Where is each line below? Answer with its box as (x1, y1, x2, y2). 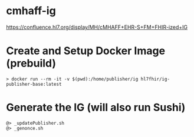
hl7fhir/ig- (140, 76, 170, 82)
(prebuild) (6, 57, 57, 70)
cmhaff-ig (6, 4, 56, 18)
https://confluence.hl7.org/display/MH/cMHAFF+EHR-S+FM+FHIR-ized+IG (6, 24, 188, 31)
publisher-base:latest (6, 81, 62, 87)
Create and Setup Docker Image (6, 44, 166, 58)
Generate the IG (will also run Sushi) (6, 101, 186, 114)
